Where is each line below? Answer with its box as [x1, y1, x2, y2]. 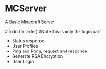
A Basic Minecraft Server [5, 19, 54, 25]
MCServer [5, 3, 47, 14]
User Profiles [12, 43, 38, 49]
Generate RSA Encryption [12, 53, 63, 59]
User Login [12, 58, 34, 64]
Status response [12, 37, 45, 44]
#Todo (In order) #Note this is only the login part [5, 28, 101, 34]
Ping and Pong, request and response [12, 48, 87, 54]
